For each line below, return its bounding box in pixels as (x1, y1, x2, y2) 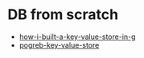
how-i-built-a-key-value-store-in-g (19, 32, 136, 41)
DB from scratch (7, 6, 118, 24)
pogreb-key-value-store (19, 40, 100, 49)
